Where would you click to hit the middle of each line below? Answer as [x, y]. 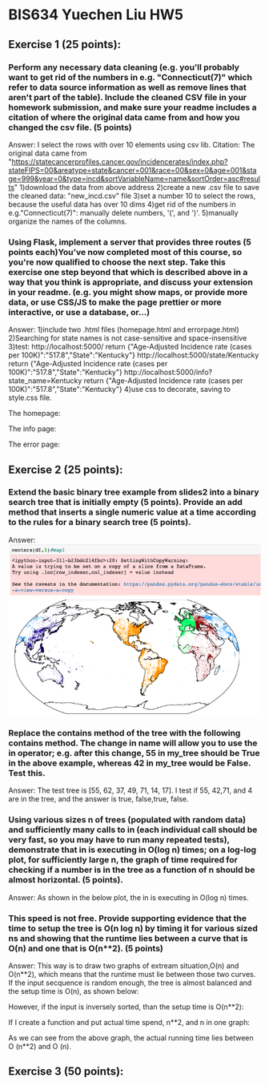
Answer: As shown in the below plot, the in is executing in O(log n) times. [129, 897]
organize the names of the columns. [68, 221]
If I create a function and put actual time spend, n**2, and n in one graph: [129, 1022]
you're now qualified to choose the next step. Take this [117, 262]
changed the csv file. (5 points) [70, 127]
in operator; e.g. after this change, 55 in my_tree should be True [134, 753]
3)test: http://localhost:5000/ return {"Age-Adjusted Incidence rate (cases [130, 347]
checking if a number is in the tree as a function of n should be [132, 870]
